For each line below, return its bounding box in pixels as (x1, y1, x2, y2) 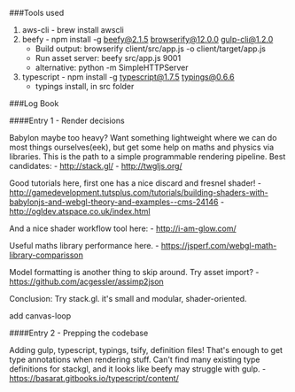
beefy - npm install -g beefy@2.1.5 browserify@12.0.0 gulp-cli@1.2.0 (21, 35, 274, 44)
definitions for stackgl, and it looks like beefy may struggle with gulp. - (9, 364, 267, 374)
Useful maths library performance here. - (9, 241, 159, 250)
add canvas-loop (9, 311, 72, 321)
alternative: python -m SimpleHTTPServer (35, 62, 189, 73)
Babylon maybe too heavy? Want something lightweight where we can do (9, 133, 277, 142)
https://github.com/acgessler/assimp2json (9, 276, 164, 287)
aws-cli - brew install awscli (21, 25, 124, 35)
